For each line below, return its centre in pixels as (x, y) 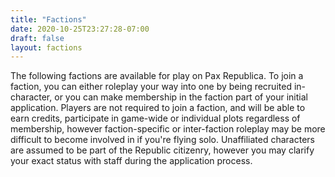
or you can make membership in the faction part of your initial (181, 97)
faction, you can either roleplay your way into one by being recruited (151, 87)
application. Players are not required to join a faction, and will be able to (158, 108)
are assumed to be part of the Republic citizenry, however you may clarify (162, 150)
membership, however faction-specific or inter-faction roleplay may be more (168, 129)
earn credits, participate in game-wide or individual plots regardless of (155, 118)
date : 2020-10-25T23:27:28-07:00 (80, 29)
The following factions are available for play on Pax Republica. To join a (157, 76)
